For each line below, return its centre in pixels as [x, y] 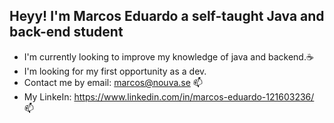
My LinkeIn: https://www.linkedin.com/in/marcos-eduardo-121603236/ [169, 96]
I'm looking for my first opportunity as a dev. [115, 71]
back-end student [66, 32]
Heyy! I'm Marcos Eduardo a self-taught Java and [167, 16]
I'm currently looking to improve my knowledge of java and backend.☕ [168, 56]
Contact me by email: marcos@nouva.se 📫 [113, 82]
